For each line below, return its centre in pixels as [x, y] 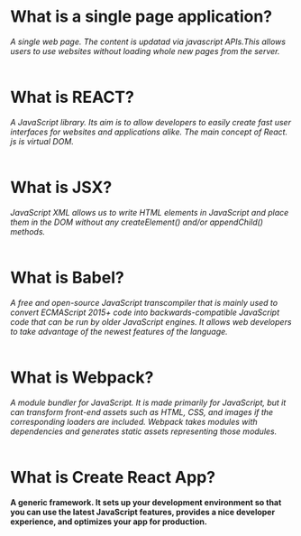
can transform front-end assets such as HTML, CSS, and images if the [142, 411]
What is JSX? [61, 188]
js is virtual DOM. [42, 141]
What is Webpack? [82, 377]
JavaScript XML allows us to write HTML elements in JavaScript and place [150, 212]
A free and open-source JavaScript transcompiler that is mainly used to [144, 302]
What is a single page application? [141, 17]
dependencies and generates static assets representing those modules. [144, 431]
